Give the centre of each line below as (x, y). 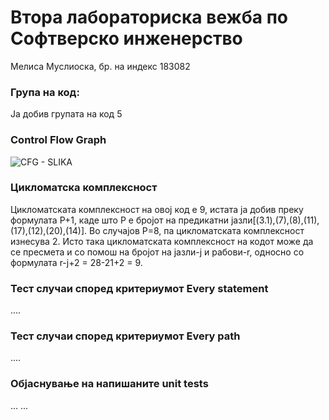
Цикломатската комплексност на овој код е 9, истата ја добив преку (157, 209)
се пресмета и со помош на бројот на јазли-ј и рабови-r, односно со (157, 252)
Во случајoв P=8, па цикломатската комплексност (196, 230)
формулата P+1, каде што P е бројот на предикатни (119, 220)
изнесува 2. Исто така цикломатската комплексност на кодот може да (162, 241)
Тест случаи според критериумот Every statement (139, 288)
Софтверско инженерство (126, 38)
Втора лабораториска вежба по (149, 17)
